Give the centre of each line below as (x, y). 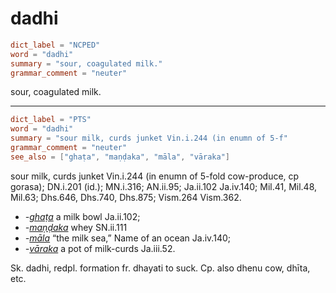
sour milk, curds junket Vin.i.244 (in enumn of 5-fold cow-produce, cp (155, 176)
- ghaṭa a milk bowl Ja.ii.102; (82, 216)
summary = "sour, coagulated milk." (86, 63)
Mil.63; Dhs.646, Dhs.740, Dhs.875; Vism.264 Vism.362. (126, 197)
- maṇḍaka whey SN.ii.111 (76, 227)
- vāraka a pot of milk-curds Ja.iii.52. (100, 248)
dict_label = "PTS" (51, 120)
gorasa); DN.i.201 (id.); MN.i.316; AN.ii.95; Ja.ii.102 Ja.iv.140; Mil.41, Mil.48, (164, 186)
